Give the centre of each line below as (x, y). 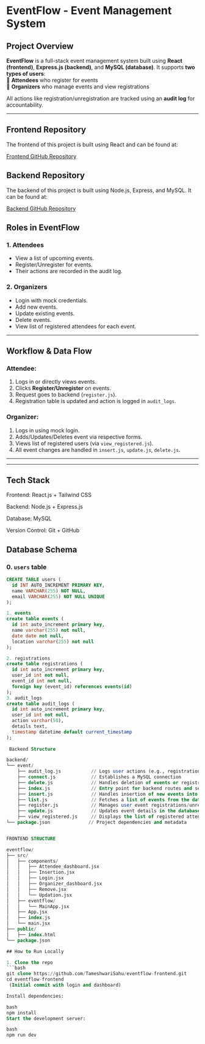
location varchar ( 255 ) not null (53, 642)
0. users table (27, 567)
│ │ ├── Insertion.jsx (41, 873)
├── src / (17, 855)
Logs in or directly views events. (56, 382)
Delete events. (33, 320)
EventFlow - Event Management (89, 11)
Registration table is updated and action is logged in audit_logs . (95, 401)
